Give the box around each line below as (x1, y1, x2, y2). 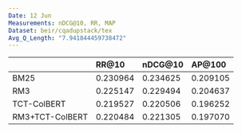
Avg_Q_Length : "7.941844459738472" (8, 33, 127, 42)
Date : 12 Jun (8, 11, 52, 20)
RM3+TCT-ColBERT (12, 111, 89, 123)
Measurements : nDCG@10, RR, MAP (8, 19, 116, 27)
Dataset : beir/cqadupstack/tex (8, 26, 113, 34)
